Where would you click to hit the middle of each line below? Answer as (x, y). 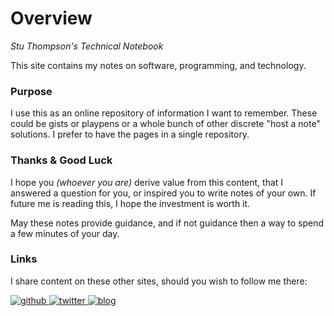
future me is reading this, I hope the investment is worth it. (130, 203)
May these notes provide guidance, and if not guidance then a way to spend (167, 223)
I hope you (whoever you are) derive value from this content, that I (147, 182)
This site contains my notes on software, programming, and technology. (158, 65)
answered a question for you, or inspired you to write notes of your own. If (163, 193)
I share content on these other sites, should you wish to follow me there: (159, 281)
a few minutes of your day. (65, 233)
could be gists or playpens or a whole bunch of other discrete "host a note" (165, 124)
